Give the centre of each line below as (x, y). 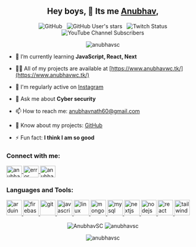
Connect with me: (33, 155)
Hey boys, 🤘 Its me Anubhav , (103, 11)
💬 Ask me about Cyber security (55, 98)
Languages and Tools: (40, 190)
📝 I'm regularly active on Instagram (59, 87)
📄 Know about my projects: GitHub (59, 125)
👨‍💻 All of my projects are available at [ (63, 68)
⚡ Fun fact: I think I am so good (55, 137)
